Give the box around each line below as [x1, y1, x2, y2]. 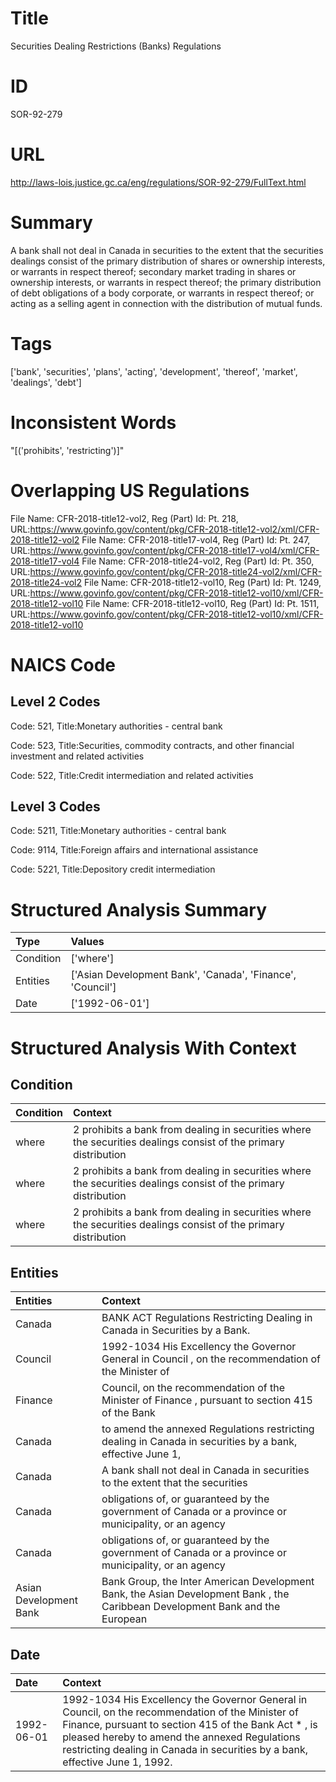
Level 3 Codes [10, 798, 101, 815]
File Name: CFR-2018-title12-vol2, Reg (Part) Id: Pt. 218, [10, 512, 239, 524]
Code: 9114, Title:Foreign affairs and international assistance [10, 844, 259, 856]
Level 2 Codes [10, 693, 101, 711]
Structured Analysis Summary [10, 898, 267, 921]
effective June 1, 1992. [62, 1755, 173, 1769]
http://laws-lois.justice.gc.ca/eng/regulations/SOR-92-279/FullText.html [10, 176, 307, 188]
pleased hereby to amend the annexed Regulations [62, 1730, 301, 1744]
